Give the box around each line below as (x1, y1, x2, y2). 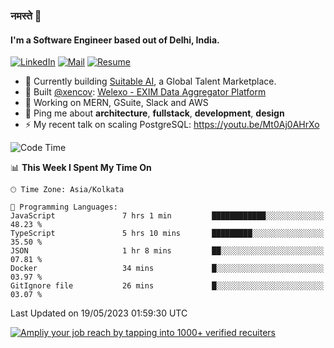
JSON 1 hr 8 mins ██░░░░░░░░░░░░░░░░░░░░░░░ (10, 246, 325, 256)
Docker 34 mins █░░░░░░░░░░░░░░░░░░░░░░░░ (10, 264, 325, 274)
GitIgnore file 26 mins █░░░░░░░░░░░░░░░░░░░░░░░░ (10, 281, 325, 291)
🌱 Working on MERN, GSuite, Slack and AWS (24, 97, 209, 109)
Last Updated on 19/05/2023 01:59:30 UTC (10, 307, 188, 319)
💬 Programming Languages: (10, 202, 118, 213)
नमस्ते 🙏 (10, 9, 42, 23)
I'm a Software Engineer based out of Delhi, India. (10, 34, 220, 46)
